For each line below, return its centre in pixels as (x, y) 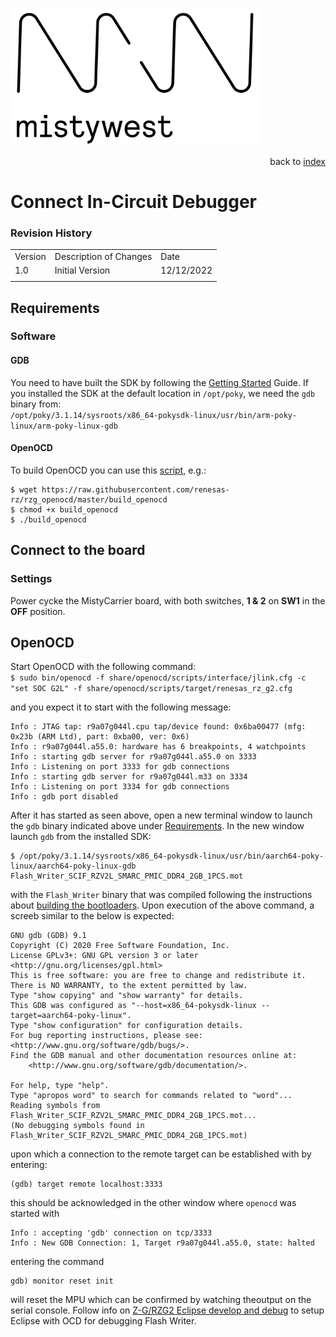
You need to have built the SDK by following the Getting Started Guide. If (159, 382)
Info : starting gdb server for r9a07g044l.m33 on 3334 (129, 777)
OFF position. (38, 611)
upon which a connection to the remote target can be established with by (161, 1154)
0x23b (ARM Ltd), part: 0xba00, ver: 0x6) (100, 737)
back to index (297, 161)
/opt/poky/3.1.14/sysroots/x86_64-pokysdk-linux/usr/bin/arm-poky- (154, 415)
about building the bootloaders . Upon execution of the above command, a (162, 905)
